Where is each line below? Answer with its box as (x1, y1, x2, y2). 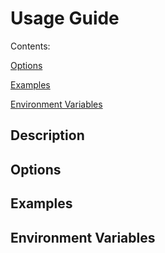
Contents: (10, 40, 51, 52)
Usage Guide (10, 7, 120, 30)
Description (10, 127, 85, 144)
